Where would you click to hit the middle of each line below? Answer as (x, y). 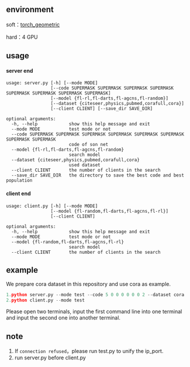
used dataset (84, 165)
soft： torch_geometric (33, 24)
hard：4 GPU (22, 37)
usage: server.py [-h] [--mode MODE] (52, 83)
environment (30, 10)
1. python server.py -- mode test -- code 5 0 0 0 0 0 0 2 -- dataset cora (95, 295)
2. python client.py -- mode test (45, 300)
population (19, 181)
